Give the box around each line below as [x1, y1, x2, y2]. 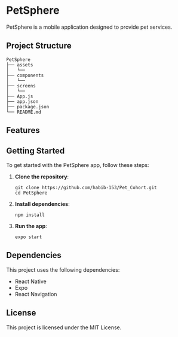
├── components [6, 72, 44, 78]
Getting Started [6, 145, 65, 156]
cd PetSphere [14, 190, 48, 196]
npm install [14, 212, 45, 218]
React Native [14, 278, 47, 285]
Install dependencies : [14, 200, 70, 207]
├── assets [6, 62, 33, 68]
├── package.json [6, 104, 50, 110]
